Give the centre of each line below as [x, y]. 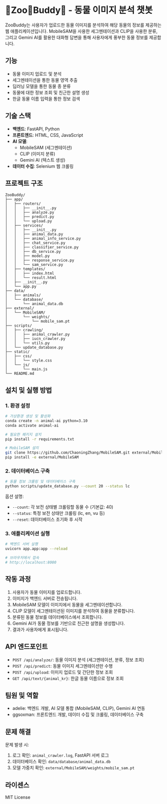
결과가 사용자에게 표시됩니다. [40, 629]
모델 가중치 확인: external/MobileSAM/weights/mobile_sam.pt [74, 768]
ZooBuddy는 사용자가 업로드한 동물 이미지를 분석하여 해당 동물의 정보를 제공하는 [83, 25]
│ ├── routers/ [23, 204]
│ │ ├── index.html [30, 274]
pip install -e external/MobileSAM [42, 458]
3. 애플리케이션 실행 [28, 534]
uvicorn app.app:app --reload [37, 549]
